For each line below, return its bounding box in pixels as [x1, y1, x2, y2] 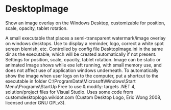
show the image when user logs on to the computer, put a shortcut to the [5, 72, 159, 79]
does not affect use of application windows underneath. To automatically [5, 67, 159, 74]
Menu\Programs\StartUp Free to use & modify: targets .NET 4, [5, 83, 136, 89]
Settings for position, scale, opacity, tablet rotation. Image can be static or [5, 56, 161, 62]
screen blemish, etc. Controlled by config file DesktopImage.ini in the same [5, 46, 163, 52]
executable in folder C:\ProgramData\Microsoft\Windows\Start [5, 78, 136, 84]
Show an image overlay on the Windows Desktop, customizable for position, [5, 20, 166, 26]
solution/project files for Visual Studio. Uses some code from [5, 89, 134, 95]
